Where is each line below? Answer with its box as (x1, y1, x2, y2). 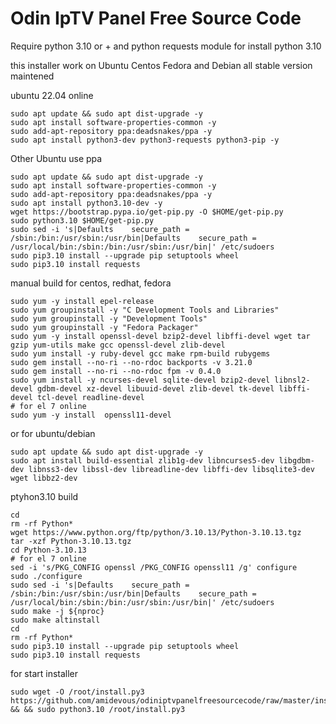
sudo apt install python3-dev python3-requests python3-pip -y (10, 135, 280, 145)
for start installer (10, 667, 79, 679)
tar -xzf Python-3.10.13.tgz (10, 536, 132, 546)
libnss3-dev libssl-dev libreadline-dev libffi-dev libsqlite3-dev (28, 464, 315, 474)
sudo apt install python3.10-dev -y (10, 198, 163, 208)
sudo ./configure (10, 571, 83, 581)
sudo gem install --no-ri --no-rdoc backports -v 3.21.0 (10, 357, 253, 367)
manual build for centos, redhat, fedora (10, 277, 172, 289)
